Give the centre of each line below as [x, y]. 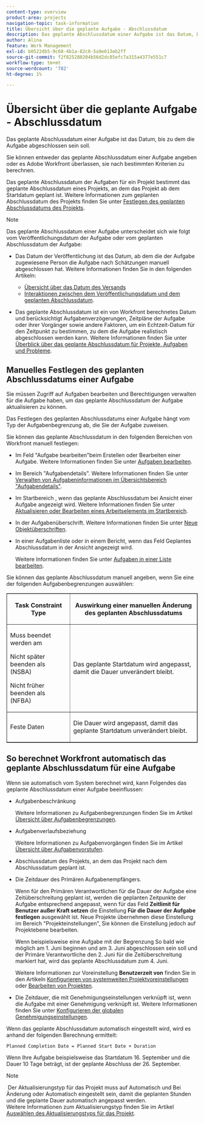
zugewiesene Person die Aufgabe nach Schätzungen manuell [92, 263]
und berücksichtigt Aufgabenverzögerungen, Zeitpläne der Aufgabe [100, 318]
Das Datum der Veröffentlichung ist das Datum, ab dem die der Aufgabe [105, 256]
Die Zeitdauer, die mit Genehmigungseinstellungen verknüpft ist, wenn [103, 997]
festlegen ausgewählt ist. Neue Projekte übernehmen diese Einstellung [104, 917]
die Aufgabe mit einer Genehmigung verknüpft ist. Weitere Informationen [106, 1004]
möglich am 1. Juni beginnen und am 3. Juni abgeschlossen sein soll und [106, 948]
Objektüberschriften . [41, 529]
